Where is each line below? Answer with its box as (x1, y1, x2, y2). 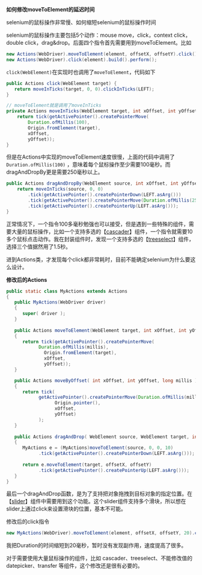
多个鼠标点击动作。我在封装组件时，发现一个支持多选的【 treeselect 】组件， (6, 235, 194, 243)
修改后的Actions (6, 276, 47, 283)
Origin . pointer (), (54, 400, 101, 406)
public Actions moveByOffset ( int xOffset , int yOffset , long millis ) (14, 377, 198, 384)
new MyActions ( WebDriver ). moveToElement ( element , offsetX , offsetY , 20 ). (6, 530, 195, 536)
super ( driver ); (22, 311, 66, 317)
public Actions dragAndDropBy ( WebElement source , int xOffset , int (6, 180, 179, 186)
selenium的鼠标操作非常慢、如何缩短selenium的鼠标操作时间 (6, 19, 156, 26)
